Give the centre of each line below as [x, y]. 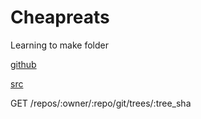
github [23, 64]
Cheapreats [60, 17]
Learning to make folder [59, 45]
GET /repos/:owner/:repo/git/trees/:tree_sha [101, 103]
